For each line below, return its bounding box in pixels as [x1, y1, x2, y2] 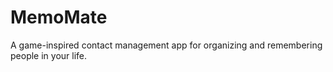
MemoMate [10, 6, 108, 29]
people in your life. [10, 49, 88, 61]
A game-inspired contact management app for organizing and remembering [10, 39, 323, 51]
